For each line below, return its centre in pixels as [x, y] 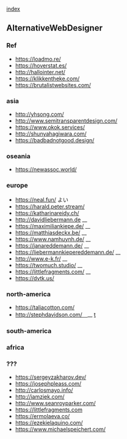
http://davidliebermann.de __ [51, 219]
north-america [28, 294]
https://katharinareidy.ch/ [47, 213]
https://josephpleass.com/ [48, 384]
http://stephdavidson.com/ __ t [55, 315]
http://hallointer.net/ [40, 72]
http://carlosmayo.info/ [44, 390]
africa [15, 347]
